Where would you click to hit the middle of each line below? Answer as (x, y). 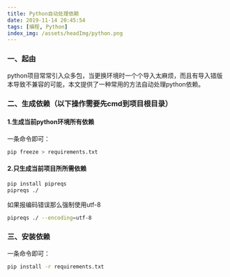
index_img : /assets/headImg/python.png (65, 33)
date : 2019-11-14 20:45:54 (46, 20)
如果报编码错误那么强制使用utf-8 (54, 204)
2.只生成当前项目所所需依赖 (47, 169)
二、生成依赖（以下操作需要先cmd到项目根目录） (90, 104)
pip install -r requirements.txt (56, 267)
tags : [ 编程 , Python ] (38, 27)
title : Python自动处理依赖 (43, 14)
